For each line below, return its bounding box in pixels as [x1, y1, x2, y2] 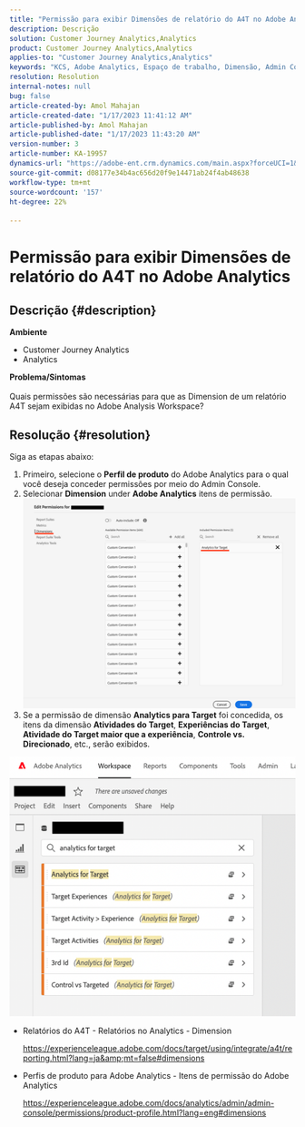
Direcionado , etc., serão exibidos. [22, 738, 151, 750]
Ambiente [9, 327, 48, 338]
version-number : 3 [9, 139, 79, 149]
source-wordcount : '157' [9, 188, 103, 197]
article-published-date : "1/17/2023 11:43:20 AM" [9, 130, 202, 139]
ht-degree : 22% [9, 197, 67, 207]
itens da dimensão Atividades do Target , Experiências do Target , [22, 719, 270, 730]
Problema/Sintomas [9, 371, 86, 382]
